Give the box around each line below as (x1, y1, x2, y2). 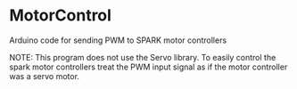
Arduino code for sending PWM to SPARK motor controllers (9, 35, 227, 45)
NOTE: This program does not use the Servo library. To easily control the (9, 52, 276, 62)
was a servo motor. (9, 70, 80, 81)
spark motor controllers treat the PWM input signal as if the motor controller (9, 61, 288, 72)
